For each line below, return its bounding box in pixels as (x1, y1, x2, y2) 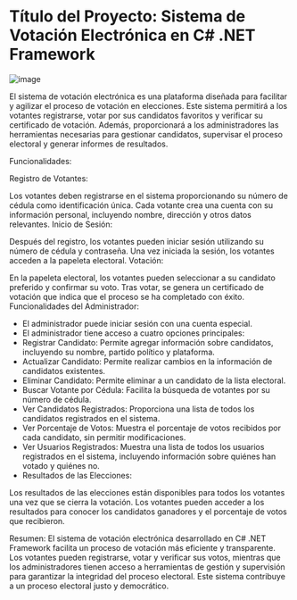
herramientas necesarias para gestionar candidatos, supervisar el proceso (9, 129, 284, 139)
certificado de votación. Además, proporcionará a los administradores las (9, 119, 279, 130)
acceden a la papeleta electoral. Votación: (9, 254, 164, 265)
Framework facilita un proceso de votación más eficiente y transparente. (9, 542, 276, 553)
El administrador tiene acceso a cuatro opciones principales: (21, 328, 245, 338)
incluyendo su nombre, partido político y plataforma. (21, 346, 216, 357)
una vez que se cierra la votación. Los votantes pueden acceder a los (9, 496, 265, 507)
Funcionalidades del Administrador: (9, 301, 140, 312)
